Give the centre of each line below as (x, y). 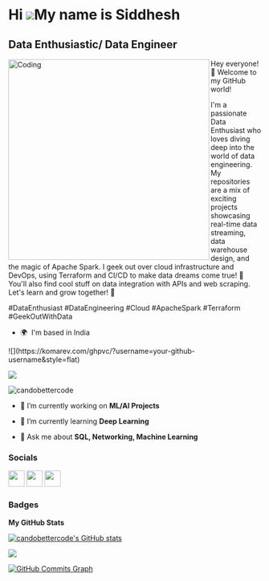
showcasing (230, 215)
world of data (233, 156)
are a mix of (230, 190)
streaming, (228, 233)
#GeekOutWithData (41, 316)
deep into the (232, 147)
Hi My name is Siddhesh (94, 15)
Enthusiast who (236, 130)
